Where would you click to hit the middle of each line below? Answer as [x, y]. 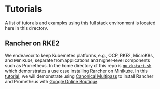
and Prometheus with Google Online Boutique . [52, 81]
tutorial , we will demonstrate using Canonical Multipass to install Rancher [79, 76]
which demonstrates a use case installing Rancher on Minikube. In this [76, 71]
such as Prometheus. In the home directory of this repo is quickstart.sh [78, 65]
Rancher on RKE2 [32, 44]
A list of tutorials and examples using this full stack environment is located [80, 23]
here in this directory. [27, 28]
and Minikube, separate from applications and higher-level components [78, 60]
